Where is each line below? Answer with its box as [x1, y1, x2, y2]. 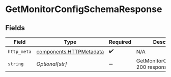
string [8, 61, 24, 66]
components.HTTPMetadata [36, 48, 104, 55]
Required [108, 39, 131, 45]
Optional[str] [36, 60, 67, 67]
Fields [5, 24, 25, 32]
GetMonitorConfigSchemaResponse [5, 4, 162, 15]
